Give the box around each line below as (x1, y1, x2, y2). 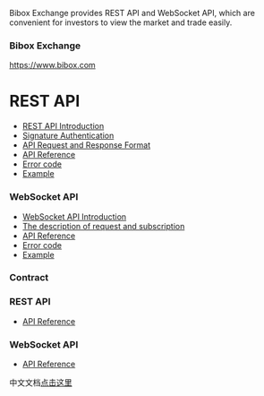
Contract (9, 271, 49, 284)
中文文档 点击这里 (9, 377, 72, 388)
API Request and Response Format (21, 140, 151, 151)
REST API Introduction (21, 121, 105, 132)
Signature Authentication (21, 130, 115, 142)
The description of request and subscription (21, 220, 185, 231)
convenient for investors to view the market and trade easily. (9, 17, 233, 28)
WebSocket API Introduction (21, 211, 127, 222)
